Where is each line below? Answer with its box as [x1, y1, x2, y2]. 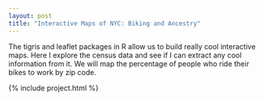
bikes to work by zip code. [8, 67, 97, 77]
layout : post [8, 11, 53, 20]
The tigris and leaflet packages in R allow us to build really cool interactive [8, 41, 257, 51]
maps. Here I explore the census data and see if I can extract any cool [8, 50, 242, 60]
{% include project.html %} [8, 82, 99, 93]
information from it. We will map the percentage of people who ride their [8, 58, 249, 69]
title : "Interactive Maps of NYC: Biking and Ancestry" [8, 19, 201, 27]
